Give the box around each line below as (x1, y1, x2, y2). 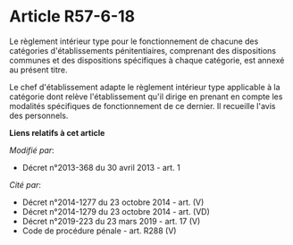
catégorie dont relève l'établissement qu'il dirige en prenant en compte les (9, 91, 283, 102)
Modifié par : (9, 145, 55, 156)
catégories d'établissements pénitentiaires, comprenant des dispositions (9, 45, 277, 55)
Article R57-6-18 (9, 6, 136, 27)
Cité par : (9, 179, 42, 190)
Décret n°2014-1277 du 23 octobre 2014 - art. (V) (21, 197, 205, 207)
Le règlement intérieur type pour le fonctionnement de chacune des (9, 36, 259, 46)
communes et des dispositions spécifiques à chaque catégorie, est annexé (9, 55, 285, 65)
